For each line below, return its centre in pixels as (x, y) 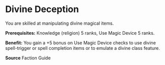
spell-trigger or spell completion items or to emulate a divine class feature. (82, 48)
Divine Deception (42, 9)
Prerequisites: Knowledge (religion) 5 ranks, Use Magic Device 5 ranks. (80, 33)
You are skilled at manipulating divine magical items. (60, 23)
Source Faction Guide (28, 58)
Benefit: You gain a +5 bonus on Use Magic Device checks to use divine (81, 43)
